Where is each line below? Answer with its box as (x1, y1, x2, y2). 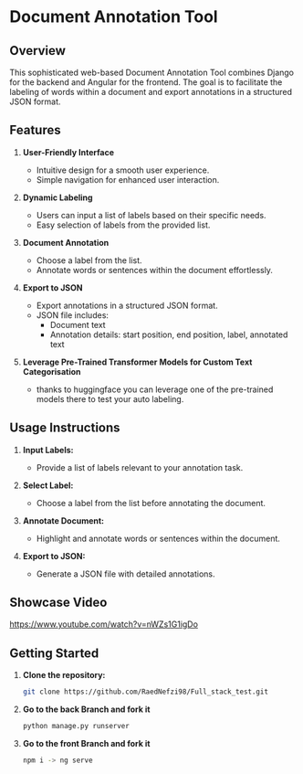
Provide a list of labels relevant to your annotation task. (36, 461, 244, 472)
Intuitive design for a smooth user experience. (36, 164, 210, 175)
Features (9, 122, 61, 138)
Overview (9, 43, 67, 58)
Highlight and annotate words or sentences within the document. (36, 533, 281, 544)
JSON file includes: (36, 309, 110, 321)
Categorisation (22, 366, 81, 376)
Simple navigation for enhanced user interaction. (36, 174, 220, 185)
